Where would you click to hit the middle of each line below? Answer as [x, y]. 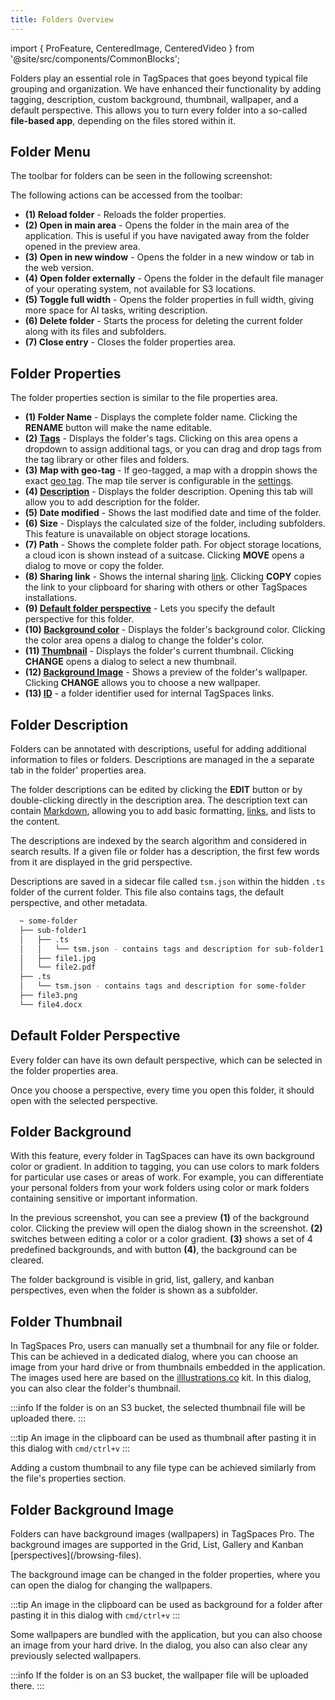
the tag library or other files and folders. [107, 460]
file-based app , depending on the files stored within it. [123, 120]
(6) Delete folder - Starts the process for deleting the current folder [164, 321]
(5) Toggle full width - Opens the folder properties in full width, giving [169, 300]
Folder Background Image [92, 1509]
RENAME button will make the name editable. [118, 428]
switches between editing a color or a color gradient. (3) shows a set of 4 [161, 1239]
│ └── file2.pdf [58, 967]
